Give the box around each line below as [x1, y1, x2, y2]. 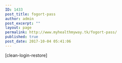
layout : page [5, 25, 32, 30]
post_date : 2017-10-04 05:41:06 [5, 39, 71, 44]
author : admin [5, 16, 34, 21]
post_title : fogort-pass [5, 12, 56, 17]
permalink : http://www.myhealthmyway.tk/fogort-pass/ [5, 30, 118, 35]
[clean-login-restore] [5, 52, 48, 58]
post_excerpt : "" [5, 21, 41, 26]
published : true [5, 35, 38, 40]
